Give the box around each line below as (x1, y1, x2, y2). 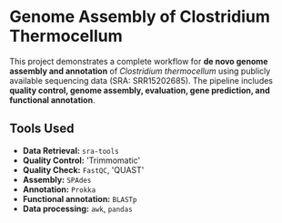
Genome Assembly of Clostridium (9, 6, 271, 27)
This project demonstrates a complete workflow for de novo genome (9, 56, 268, 66)
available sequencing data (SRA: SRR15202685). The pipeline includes (9, 75, 274, 86)
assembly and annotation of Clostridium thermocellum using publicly (9, 66, 271, 76)
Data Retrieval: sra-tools (22, 145, 120, 156)
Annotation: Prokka (22, 184, 96, 195)
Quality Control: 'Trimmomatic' (22, 155, 141, 166)
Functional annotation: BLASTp (22, 193, 137, 204)
